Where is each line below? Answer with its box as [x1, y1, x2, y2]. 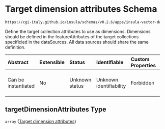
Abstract [7, 59, 28, 66]
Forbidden [131, 79, 155, 86]
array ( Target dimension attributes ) [5, 118, 76, 124]
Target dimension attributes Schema [5, 3, 157, 15]
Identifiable [96, 59, 124, 66]
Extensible [39, 59, 65, 66]
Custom [131, 55, 150, 62]
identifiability [96, 82, 126, 89]
